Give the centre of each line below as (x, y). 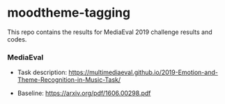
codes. (17, 39)
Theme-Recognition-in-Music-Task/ (69, 80)
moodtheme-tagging (69, 13)
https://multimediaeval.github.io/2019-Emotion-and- (143, 72)
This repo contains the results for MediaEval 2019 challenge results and (110, 32)
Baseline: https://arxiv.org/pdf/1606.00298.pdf (84, 93)
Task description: (42, 72)
